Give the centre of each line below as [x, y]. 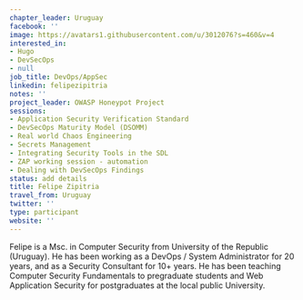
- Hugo [22, 52]
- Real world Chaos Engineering [71, 136]
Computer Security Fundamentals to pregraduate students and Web [136, 275]
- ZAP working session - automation [79, 161]
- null [22, 69]
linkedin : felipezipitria [58, 85]
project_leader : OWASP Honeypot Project [87, 102]
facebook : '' [34, 26]
